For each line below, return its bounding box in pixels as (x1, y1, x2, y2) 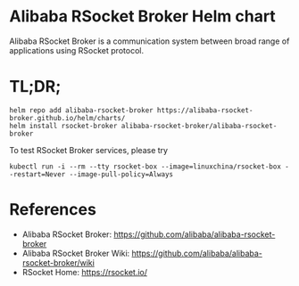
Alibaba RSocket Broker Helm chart (9, 6, 277, 27)
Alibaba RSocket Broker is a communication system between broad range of (9, 36, 290, 46)
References (9, 200, 96, 220)
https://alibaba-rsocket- (156, 105, 253, 115)
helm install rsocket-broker (9, 121, 118, 130)
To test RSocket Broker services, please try (9, 144, 168, 155)
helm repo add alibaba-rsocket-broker (9, 105, 154, 115)
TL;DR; (9, 77, 62, 97)
